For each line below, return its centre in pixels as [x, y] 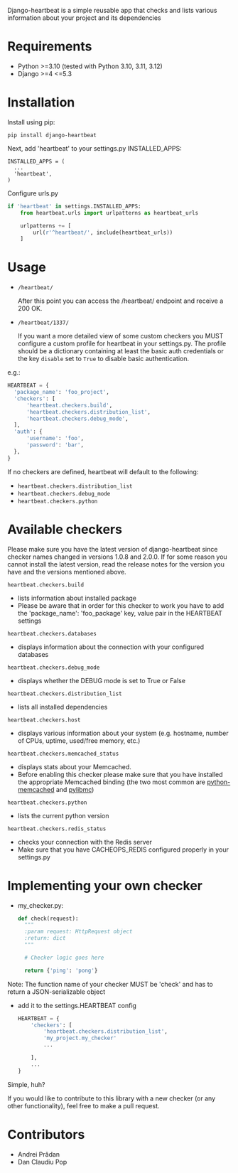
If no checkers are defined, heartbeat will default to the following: [103, 471]
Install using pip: [31, 122]
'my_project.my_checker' [80, 1038]
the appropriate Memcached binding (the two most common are [112, 782]
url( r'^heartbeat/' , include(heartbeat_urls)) [103, 232]
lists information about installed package [77, 598]
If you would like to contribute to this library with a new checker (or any [111, 1098]
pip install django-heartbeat [52, 135]
